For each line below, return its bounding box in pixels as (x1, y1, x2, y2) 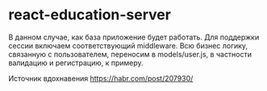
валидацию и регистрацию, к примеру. (8, 58, 144, 68)
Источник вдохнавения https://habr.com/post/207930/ (8, 73, 194, 83)
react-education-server (8, 6, 172, 24)
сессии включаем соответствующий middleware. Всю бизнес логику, (8, 40, 248, 50)
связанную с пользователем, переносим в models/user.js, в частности (8, 49, 252, 59)
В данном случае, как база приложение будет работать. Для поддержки (8, 32, 260, 42)
